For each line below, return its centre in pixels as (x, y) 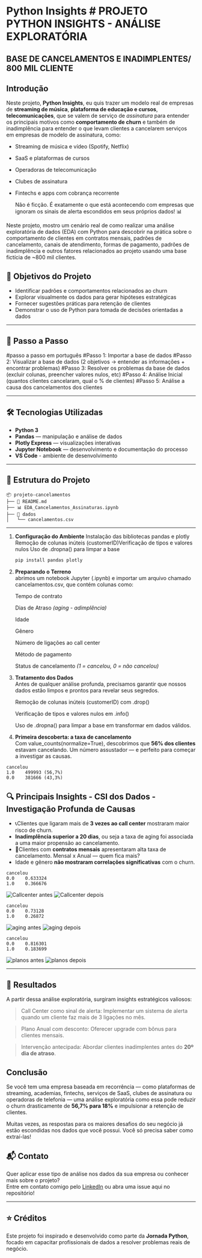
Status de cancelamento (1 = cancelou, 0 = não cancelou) (87, 666)
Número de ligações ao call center (57, 643)
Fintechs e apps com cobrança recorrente (67, 193)
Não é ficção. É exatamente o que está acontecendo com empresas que (104, 205)
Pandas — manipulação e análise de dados (69, 436)
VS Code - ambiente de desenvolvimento (66, 456)
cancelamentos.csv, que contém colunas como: (74, 584)
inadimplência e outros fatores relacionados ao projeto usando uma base (96, 251)
